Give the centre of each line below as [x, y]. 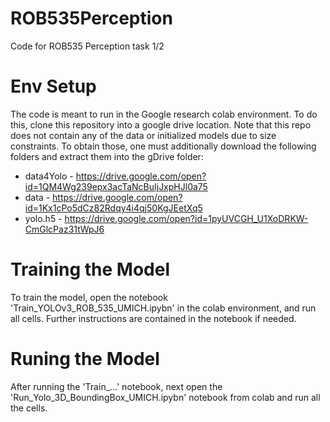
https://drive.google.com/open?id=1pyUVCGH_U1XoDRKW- [186, 218]
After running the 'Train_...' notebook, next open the [116, 386]
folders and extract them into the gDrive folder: [107, 156]
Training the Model [90, 269]
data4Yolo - [49, 176]
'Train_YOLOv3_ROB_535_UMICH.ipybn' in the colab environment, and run [163, 308]
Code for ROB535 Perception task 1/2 [87, 46]
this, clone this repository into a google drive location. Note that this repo [161, 124]
